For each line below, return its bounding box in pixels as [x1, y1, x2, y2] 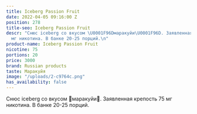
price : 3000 [6, 57, 35, 63]
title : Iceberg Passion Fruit [6, 8, 80, 15]
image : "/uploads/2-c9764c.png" [6, 74, 85, 80]
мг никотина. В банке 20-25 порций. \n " [11, 36, 109, 42]
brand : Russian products [6, 63, 67, 69]
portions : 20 [6, 52, 38, 58]
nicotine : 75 [6, 47, 38, 53]
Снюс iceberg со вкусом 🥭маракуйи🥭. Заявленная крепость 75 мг [6, 95, 172, 102]
